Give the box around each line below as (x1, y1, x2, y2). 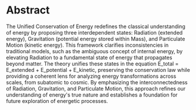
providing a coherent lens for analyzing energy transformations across (6, 73, 177, 80)
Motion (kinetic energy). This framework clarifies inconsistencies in (6, 42, 169, 49)
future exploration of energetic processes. (6, 97, 109, 104)
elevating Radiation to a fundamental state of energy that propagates (6, 54, 173, 61)
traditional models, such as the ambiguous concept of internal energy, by (6, 47, 183, 54)
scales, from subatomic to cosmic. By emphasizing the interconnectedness (6, 78, 188, 85)
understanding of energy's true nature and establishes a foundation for (6, 91, 178, 98)
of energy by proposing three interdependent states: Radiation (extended (6, 29, 183, 36)
